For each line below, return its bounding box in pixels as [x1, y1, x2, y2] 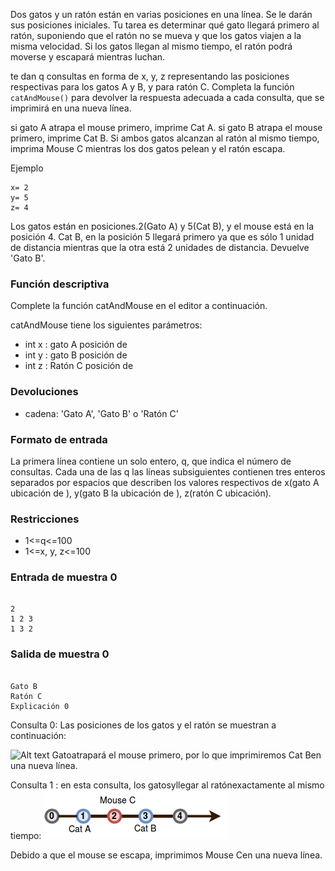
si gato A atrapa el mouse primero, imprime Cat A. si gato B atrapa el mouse [10, 122, 323, 133]
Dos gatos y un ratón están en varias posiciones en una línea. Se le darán [10, 9, 313, 20]
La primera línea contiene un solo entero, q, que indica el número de [10, 455, 292, 467]
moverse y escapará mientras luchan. [10, 51, 166, 63]
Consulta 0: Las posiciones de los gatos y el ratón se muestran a [10, 719, 277, 731]
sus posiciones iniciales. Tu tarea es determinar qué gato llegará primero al [10, 19, 320, 31]
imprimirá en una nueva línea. [10, 102, 132, 114]
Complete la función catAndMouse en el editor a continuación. [10, 300, 268, 312]
